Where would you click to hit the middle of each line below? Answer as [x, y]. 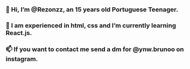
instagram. [22, 59]
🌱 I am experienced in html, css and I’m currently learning [91, 25]
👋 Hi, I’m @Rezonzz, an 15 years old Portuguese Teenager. [92, 10]
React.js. [19, 33]
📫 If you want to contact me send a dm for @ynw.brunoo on [95, 49]
